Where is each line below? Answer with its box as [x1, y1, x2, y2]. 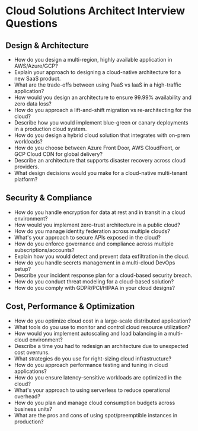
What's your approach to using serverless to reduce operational [14, 387, 171, 394]
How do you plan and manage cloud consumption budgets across [14, 399, 175, 406]
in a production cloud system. [14, 126, 87, 132]
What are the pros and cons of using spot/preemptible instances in [14, 411, 178, 419]
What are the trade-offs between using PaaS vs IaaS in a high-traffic [14, 81, 181, 88]
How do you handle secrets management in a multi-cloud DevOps [14, 259, 175, 266]
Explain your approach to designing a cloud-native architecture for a [14, 69, 181, 75]
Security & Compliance [5, 193, 92, 203]
